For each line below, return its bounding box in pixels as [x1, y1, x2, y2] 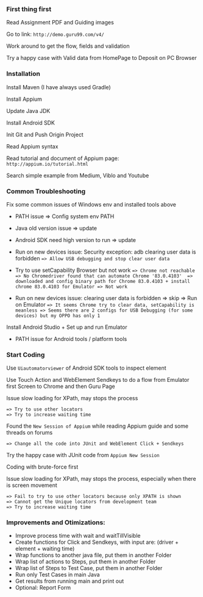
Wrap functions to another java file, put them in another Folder [15, 552, 172, 559]
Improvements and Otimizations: [6, 518, 105, 527]
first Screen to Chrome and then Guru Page [6, 383, 116, 390]
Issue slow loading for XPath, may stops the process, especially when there [6, 475, 196, 483]
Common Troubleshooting [6, 187, 86, 196]
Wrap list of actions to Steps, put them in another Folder [15, 558, 156, 565]
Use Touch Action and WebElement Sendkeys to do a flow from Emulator [6, 376, 190, 384]
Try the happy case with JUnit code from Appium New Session [6, 452, 160, 459]
